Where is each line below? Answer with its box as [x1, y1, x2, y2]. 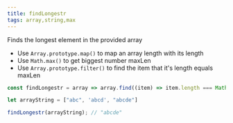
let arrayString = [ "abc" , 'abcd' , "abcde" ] [7, 97, 138, 104]
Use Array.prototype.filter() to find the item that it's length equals [17, 64, 214, 72]
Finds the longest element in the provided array [7, 35, 143, 44]
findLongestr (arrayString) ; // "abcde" [7, 109, 123, 116]
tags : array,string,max [7, 17, 76, 23]
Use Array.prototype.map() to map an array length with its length [17, 49, 204, 57]
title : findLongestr [7, 10, 67, 17]
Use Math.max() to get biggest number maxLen [17, 56, 151, 64]
